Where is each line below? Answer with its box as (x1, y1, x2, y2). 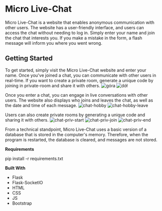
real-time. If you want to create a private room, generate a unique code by (5, 77, 154, 83)
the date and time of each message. (5, 102, 77, 108)
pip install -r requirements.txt (5, 156, 63, 161)
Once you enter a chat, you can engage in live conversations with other (5, 92, 148, 98)
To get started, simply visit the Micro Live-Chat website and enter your (5, 67, 146, 73)
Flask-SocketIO (12, 179, 43, 185)
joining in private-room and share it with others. (5, 83, 101, 88)
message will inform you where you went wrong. (5, 40, 103, 46)
